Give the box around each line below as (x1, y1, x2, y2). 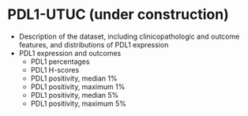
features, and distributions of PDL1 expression (18, 39, 169, 49)
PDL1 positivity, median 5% (30, 90, 119, 99)
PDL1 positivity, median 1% (30, 73, 118, 83)
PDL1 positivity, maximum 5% (30, 99, 127, 108)
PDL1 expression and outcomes (18, 48, 122, 58)
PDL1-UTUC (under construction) (7, 6, 230, 24)
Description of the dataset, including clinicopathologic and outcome (18, 32, 240, 41)
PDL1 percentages (30, 57, 90, 66)
